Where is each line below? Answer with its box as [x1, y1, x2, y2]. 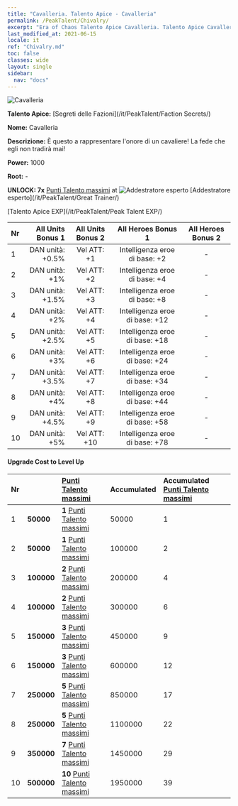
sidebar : [7, 70, 33, 77]
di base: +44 [126, 397, 169, 407]
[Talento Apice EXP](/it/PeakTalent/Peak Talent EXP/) [7, 207, 163, 216]
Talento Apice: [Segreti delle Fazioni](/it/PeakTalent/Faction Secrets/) [7, 109, 211, 118]
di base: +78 [126, 437, 169, 447]
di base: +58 [126, 417, 169, 427]
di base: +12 [126, 315, 169, 325]
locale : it [7, 37, 40, 44]
